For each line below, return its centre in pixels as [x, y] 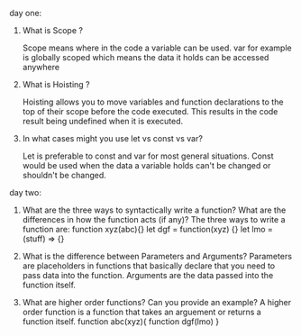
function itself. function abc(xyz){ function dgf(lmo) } [120, 322]
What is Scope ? [53, 30]
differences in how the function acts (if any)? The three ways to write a [154, 219]
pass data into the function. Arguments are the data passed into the [148, 275]
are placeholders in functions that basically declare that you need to [149, 266]
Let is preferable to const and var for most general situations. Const [148, 156]
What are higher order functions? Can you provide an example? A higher [157, 302]
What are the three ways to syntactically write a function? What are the [154, 210]
